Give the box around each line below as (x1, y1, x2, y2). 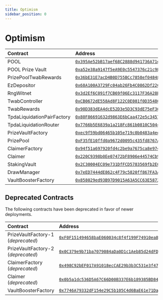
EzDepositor (7, 82, 35, 89)
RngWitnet (7, 90, 32, 97)
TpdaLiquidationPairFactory (7, 114, 71, 121)
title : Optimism (5, 7, 38, 12)
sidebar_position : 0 (5, 12, 47, 17)
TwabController (7, 98, 43, 105)
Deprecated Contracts (5, 193, 74, 202)
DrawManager (7, 169, 40, 176)
